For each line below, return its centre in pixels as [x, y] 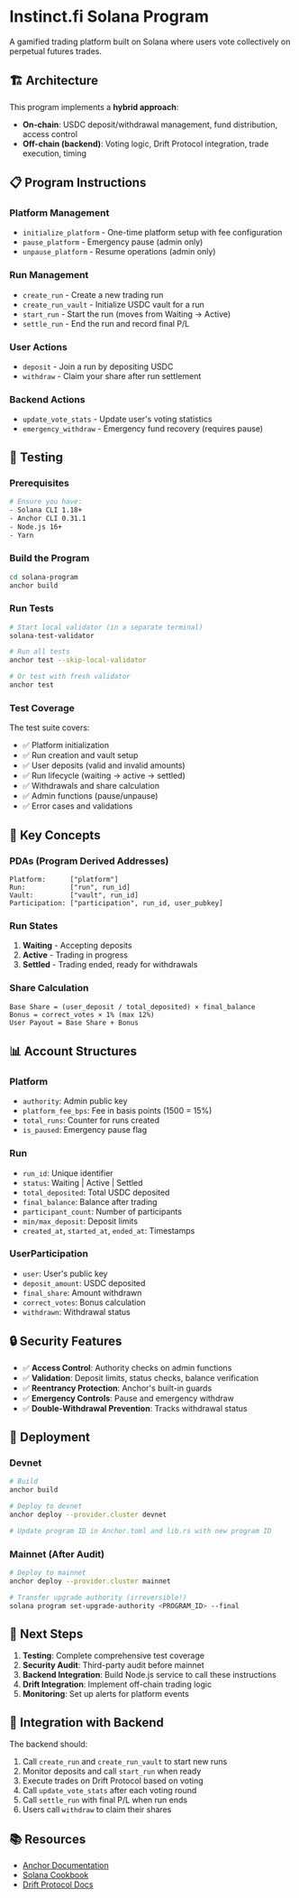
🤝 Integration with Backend [87, 1722]
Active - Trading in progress [75, 955]
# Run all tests [40, 652]
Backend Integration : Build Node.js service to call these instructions [149, 1675]
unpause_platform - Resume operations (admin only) [119, 252]
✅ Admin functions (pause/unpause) [90, 796]
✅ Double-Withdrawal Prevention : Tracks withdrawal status [135, 1408]
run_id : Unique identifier [68, 1173]
